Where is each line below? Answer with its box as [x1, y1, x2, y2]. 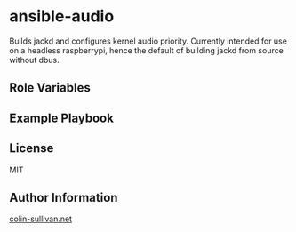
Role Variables [9, 80, 91, 95]
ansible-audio [9, 6, 115, 27]
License [9, 140, 54, 156]
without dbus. [9, 54, 60, 65]
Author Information [9, 189, 118, 205]
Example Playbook [9, 110, 114, 125]
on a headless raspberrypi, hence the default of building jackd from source [9, 44, 284, 55]
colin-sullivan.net [9, 213, 73, 224]
